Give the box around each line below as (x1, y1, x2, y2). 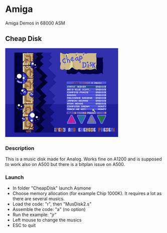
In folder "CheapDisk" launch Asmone (12, 185, 91, 191)
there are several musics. (12, 196, 65, 202)
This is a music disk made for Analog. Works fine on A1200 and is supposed (5, 156, 162, 162)
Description (5, 144, 35, 151)
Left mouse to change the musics (12, 217, 82, 223)
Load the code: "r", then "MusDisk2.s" (12, 201, 92, 207)
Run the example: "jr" (12, 211, 57, 218)
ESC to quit (12, 222, 36, 228)
